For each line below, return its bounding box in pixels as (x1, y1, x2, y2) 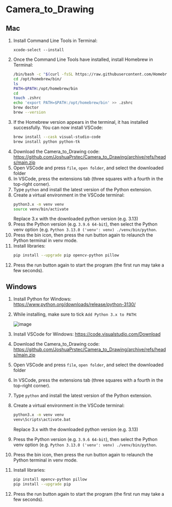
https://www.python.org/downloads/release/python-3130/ (13, 301, 136, 307)
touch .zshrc (13, 96, 41, 101)
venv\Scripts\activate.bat (13, 417, 71, 422)
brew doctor (13, 105, 39, 111)
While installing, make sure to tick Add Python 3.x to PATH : (13, 311, 137, 318)
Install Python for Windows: (13, 296, 72, 302)
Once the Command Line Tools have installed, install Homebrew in (13, 56, 153, 62)
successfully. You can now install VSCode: (13, 124, 103, 130)
